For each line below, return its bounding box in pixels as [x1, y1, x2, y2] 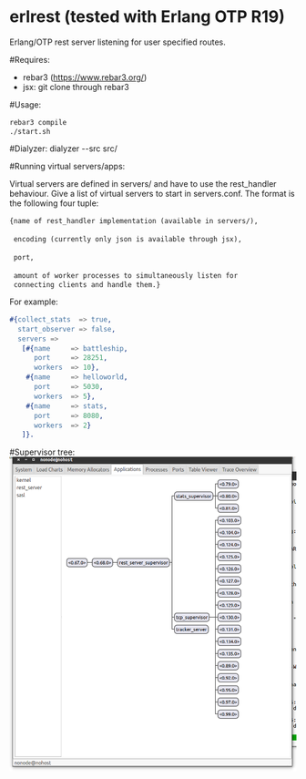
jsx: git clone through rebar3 [22, 81, 129, 92]
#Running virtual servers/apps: [9, 160, 126, 171]
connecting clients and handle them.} [13, 280, 161, 289]
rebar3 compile [9, 118, 67, 127]
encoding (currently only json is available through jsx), [13, 234, 243, 243]
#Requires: [9, 54, 50, 65]
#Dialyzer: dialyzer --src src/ [9, 143, 118, 154]
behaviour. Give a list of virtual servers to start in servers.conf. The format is [9, 188, 295, 199]
